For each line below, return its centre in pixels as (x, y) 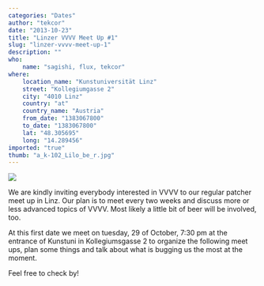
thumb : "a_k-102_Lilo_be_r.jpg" (61, 155)
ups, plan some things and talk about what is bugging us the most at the (126, 250)
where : (19, 74)
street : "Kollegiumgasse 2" (68, 89)
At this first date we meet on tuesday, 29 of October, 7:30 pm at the (118, 233)
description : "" (35, 52)
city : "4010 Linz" (53, 96)
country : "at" (45, 103)
